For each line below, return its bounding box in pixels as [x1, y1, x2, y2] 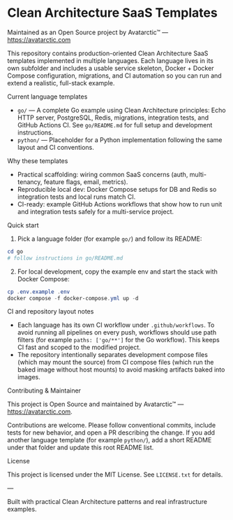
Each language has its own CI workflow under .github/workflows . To [17, 321, 215, 330]
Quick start [7, 220, 39, 229]
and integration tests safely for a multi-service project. [17, 207, 174, 216]
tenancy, [17, 177, 43, 186]
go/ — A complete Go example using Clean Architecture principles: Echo [17, 106, 226, 114]
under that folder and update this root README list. [7, 443, 154, 452]
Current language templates [7, 92, 88, 101]
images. [17, 373, 40, 381]
